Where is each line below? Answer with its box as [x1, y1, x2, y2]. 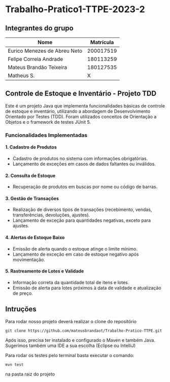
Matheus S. [8, 72, 35, 79]
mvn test [5, 362, 24, 367]
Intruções [5, 305, 37, 314]
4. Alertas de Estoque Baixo [5, 234, 65, 240]
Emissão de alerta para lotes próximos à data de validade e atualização [12, 285, 161, 291]
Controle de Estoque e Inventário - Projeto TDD [5, 89, 156, 98]
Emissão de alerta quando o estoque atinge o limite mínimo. [12, 246, 138, 252]
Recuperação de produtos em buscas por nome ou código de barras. [12, 184, 158, 190]
